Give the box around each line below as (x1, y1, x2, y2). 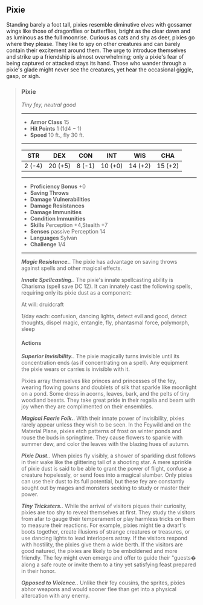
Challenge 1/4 (30, 241, 66, 248)
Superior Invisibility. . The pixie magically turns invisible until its (21, 353, 180, 360)
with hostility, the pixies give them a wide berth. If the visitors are (21, 541, 183, 548)
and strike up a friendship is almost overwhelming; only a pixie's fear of (6, 53, 184, 60)
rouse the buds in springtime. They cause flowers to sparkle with (21, 434, 183, 441)
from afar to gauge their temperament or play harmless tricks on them (21, 515, 195, 523)
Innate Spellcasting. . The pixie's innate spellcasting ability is (21, 276, 173, 284)
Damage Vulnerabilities (30, 196, 91, 203)
